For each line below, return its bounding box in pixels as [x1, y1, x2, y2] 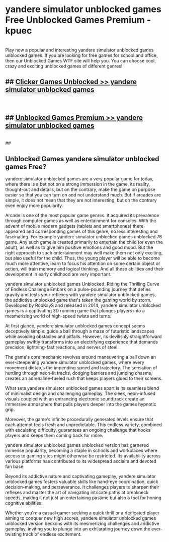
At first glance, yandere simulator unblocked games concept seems [5, 323, 145, 329]
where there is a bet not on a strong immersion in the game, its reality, [5, 181, 150, 187]
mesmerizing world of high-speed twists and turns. [5, 313, 112, 319]
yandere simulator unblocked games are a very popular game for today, [5, 176, 154, 182]
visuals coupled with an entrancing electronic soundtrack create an [5, 396, 145, 402]
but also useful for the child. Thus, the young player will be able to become [5, 255, 160, 261]
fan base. [5, 463, 25, 469]
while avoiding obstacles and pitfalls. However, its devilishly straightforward [5, 333, 162, 340]
